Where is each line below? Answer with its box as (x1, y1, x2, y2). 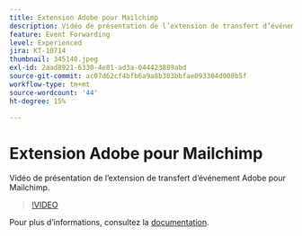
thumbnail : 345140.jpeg (9, 55, 99, 64)
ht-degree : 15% (9, 96, 67, 106)
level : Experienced (9, 38, 83, 48)
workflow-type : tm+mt (9, 80, 91, 89)
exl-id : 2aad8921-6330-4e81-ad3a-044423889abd (9, 64, 187, 73)
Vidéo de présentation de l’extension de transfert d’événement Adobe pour (9, 172, 286, 184)
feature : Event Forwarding (9, 30, 111, 39)
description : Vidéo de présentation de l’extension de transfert (9, 22, 259, 31)
